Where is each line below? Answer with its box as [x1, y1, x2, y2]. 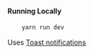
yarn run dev [21, 23, 65, 31]
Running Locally [7, 6, 62, 16]
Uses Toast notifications [7, 38, 86, 47]
